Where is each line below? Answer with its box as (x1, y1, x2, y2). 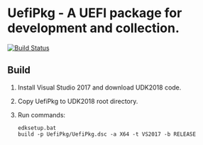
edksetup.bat (17, 124, 57, 131)
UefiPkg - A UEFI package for (7, 5, 182, 21)
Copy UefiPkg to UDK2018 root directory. (17, 97, 138, 105)
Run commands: (17, 110, 66, 119)
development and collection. (7, 20, 180, 36)
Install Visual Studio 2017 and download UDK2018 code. (17, 83, 182, 92)
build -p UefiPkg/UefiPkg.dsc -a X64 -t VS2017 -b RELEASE (17, 130, 197, 138)
